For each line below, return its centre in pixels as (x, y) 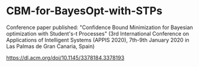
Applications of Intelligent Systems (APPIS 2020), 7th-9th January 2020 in (98, 40)
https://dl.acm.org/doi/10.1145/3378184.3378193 (65, 58)
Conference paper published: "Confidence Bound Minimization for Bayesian (99, 27)
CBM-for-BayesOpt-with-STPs (84, 11)
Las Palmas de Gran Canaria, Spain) (50, 46)
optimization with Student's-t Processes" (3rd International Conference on (98, 33)
